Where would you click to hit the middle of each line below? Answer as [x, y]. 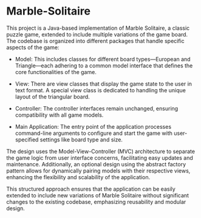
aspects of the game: [33, 47]
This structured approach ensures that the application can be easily [91, 189]
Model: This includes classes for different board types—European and [103, 59]
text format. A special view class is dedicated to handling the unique [101, 90]
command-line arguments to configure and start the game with [94, 133]
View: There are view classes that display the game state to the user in [104, 84]
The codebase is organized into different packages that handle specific [95, 41]
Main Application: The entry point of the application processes [93, 126]
